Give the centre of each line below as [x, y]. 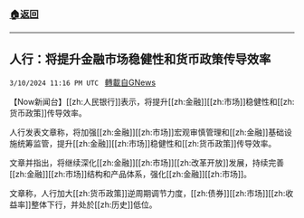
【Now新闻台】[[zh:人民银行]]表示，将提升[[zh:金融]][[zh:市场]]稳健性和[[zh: [152, 102]
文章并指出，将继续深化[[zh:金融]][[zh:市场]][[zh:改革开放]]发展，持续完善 [147, 163]
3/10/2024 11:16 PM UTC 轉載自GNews [83, 82]
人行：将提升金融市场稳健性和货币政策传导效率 [140, 59]
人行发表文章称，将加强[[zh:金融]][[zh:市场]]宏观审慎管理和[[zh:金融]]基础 [147, 132]
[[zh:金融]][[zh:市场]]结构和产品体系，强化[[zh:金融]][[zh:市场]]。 [130, 175]
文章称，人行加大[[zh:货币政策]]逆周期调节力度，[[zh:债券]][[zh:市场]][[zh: [147, 194]
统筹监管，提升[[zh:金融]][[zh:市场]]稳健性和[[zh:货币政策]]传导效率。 [147, 144]
